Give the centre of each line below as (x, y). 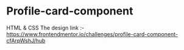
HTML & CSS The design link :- (45, 28)
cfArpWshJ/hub (26, 40)
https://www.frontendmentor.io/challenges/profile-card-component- (92, 34)
